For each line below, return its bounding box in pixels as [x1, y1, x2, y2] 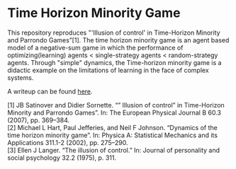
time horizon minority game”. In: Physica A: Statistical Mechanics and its [7, 131, 218, 139]
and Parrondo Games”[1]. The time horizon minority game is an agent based [7, 35, 230, 44]
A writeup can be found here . [7, 87, 94, 95]
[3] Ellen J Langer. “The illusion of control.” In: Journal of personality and [7, 146, 220, 154]
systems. [7, 73, 34, 82]
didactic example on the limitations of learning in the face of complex [7, 66, 209, 74]
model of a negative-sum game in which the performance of [7, 43, 184, 52]
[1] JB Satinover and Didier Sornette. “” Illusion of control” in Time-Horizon [7, 100, 225, 109]
